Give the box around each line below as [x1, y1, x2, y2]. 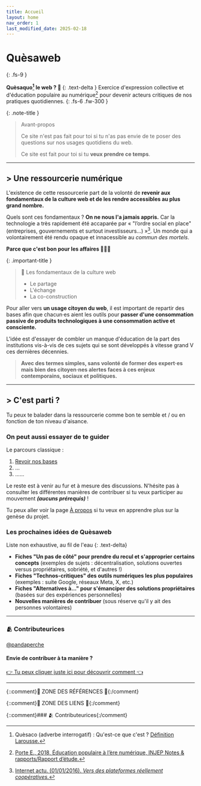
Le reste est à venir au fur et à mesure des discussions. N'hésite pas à [6, 482, 179, 489]
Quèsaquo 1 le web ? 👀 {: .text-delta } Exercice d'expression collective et [6, 83, 184, 91]
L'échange [29, 286, 56, 294]
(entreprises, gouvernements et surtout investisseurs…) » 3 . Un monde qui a [6, 226, 193, 234]
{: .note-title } [6, 109, 39, 116]
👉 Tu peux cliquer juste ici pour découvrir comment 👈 [6, 668, 144, 675]
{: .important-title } [6, 257, 52, 264]
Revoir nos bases [14, 458, 58, 465]
